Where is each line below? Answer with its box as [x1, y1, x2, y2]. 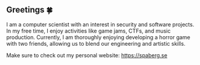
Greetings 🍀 [6, 5, 53, 15]
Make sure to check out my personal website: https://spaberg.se [6, 51, 168, 59]
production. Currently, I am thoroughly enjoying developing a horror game [6, 33, 191, 41]
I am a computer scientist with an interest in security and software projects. [6, 20, 195, 28]
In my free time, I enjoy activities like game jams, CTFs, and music [6, 27, 171, 34]
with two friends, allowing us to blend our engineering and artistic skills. [6, 40, 186, 47]
